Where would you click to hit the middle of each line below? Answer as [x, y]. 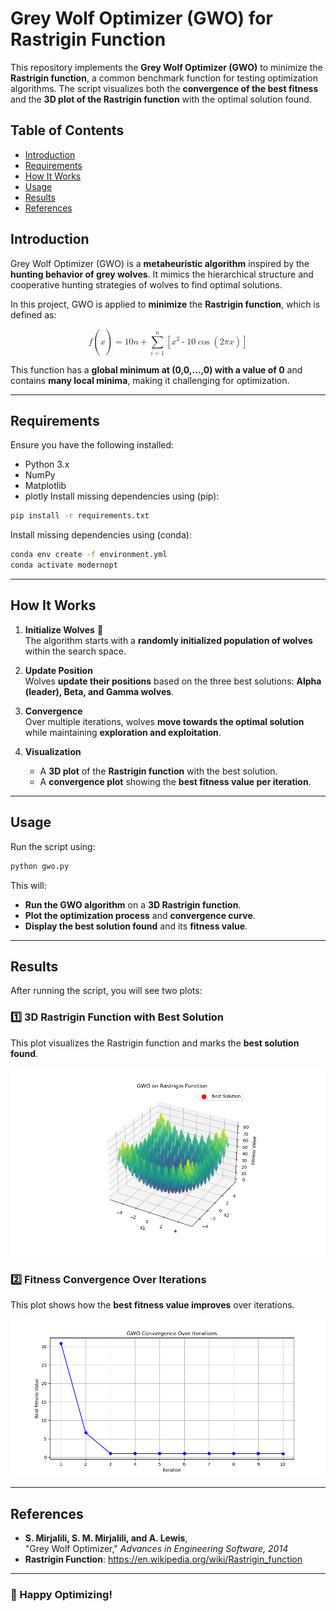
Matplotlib [45, 486]
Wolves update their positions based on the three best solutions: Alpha [173, 681]
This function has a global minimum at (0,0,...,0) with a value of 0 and [156, 369]
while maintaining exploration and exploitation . [123, 732]
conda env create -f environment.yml [89, 555]
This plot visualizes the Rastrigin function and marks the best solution [155, 1043]
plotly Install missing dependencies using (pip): [122, 496]
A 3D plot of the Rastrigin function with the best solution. [158, 771]
